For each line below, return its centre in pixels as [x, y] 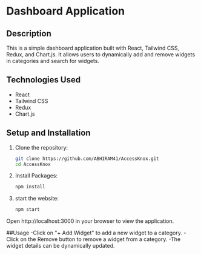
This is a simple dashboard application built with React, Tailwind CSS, [93, 48]
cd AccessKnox [33, 164]
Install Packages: [36, 176]
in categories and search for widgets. [53, 61]
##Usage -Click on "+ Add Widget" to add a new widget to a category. [94, 233]
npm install [30, 187]
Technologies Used [43, 80]
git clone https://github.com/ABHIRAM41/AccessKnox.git [87, 159]
